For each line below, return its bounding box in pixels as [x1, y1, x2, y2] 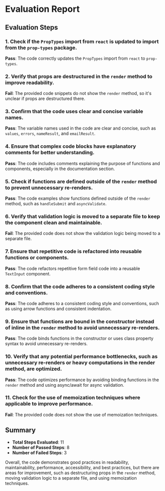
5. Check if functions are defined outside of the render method [5, 178, 157, 185]
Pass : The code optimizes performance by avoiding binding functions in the [5, 377, 159, 383]
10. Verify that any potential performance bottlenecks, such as [5, 353, 158, 360]
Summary [5, 426, 36, 435]
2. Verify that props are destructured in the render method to [5, 73, 153, 80]
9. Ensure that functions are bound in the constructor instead [5, 318, 154, 325]
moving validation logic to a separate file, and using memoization [5, 475, 137, 481]
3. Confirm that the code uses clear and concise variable [5, 108, 144, 115]
